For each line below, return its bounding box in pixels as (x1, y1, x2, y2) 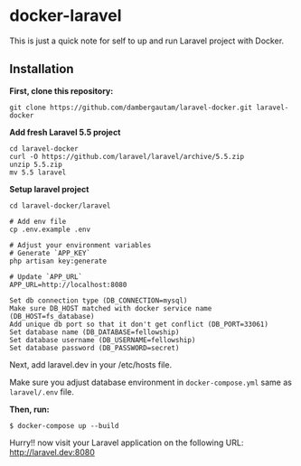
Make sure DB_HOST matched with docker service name (9, 303, 212, 312)
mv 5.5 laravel (9, 168, 67, 177)
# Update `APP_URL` (9, 272, 83, 281)
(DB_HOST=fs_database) (9, 312, 95, 321)
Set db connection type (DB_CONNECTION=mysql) (9, 295, 188, 305)
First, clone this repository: (9, 85, 114, 96)
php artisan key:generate (9, 256, 107, 266)
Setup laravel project (9, 183, 89, 194)
